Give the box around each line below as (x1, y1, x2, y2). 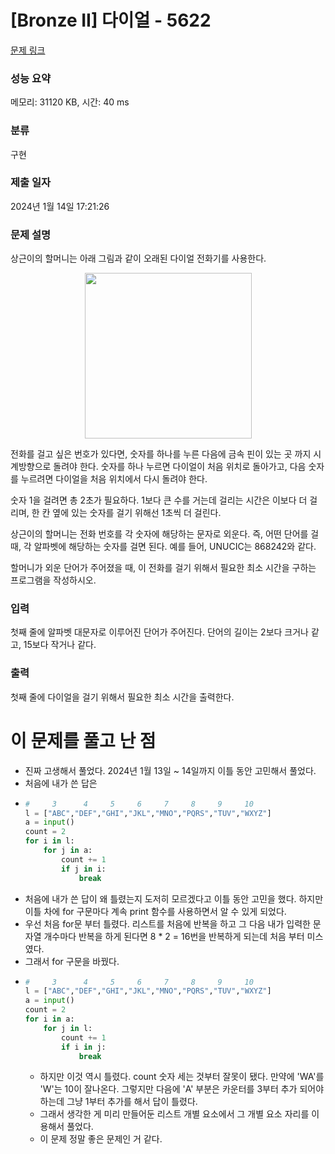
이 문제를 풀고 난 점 (10, 729, 157, 752)
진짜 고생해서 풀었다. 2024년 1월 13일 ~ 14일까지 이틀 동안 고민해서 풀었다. (24, 764, 317, 776)
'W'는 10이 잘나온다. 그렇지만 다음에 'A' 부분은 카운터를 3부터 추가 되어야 (39, 1083, 325, 1095)
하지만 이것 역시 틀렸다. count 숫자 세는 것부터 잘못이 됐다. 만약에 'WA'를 (39, 1071, 325, 1083)
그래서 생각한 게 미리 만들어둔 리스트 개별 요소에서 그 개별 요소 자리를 (39, 1108, 310, 1120)
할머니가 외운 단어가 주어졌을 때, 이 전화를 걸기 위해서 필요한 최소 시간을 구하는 (10, 562, 317, 574)
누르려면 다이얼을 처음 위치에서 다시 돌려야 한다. (20, 473, 208, 485)
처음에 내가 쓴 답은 (24, 777, 98, 789)
